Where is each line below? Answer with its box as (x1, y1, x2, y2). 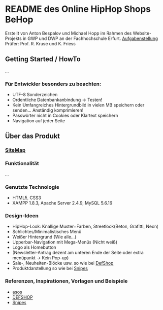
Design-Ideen (5, 212, 38, 219)
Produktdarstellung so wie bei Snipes (12, 265, 88, 272)
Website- (132, 30, 152, 36)
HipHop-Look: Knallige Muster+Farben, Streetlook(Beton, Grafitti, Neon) (12, 223, 159, 230)
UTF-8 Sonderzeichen (12, 92, 58, 98)
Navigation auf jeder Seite (12, 118, 65, 124)
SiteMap (5, 147, 26, 154)
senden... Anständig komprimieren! (12, 107, 84, 113)
